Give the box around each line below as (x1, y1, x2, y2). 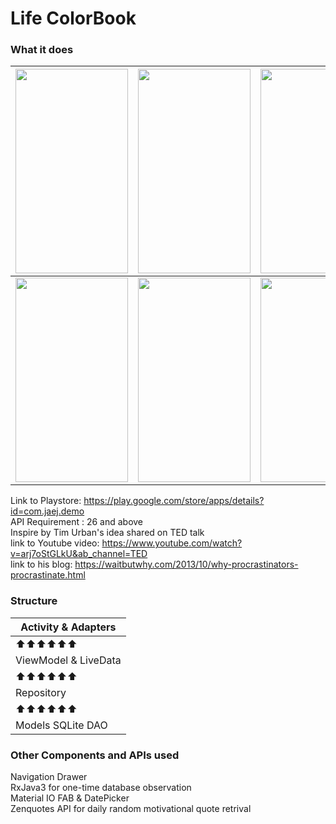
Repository (15, 685, 67, 699)
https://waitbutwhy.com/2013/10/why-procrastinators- (74, 558, 299, 571)
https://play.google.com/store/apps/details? (83, 495, 265, 507)
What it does (10, 43, 74, 57)
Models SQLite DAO (15, 718, 108, 732)
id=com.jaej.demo (10, 505, 85, 517)
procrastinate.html (10, 569, 86, 581)
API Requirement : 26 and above (10, 516, 144, 528)
